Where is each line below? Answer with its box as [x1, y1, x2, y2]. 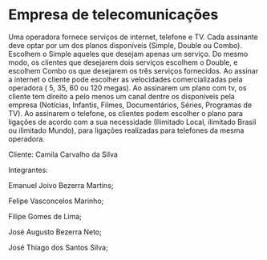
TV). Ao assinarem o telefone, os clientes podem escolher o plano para [8, 108, 243, 118]
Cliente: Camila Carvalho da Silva [8, 150, 119, 159]
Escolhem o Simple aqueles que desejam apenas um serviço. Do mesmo [8, 49, 249, 58]
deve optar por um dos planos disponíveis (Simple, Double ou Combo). [8, 40, 243, 50]
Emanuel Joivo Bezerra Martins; [8, 180, 114, 190]
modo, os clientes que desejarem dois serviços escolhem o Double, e [8, 58, 238, 67]
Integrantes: [8, 165, 48, 174]
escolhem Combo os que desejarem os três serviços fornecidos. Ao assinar [8, 66, 259, 75]
